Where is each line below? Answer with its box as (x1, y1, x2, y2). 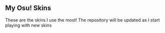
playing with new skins (5, 22, 52, 28)
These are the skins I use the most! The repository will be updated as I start (5, 17, 160, 23)
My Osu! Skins (5, 4, 51, 12)
